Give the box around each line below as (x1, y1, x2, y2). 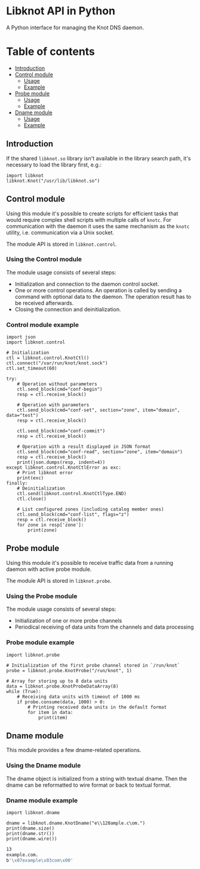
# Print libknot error (17, 470, 73, 476)
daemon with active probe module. (6, 565, 92, 573)
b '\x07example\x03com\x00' (6, 857, 73, 863)
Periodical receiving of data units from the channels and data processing (14, 623, 194, 630)
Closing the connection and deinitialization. (14, 305, 121, 313)
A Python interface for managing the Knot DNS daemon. (6, 24, 144, 31)
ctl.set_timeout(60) (6, 366, 58, 372)
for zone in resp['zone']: (17, 522, 84, 528)
